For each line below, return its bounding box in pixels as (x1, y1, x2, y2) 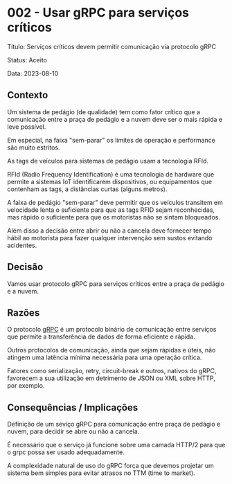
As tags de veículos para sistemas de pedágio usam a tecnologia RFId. (7, 156, 209, 165)
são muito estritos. (7, 143, 60, 152)
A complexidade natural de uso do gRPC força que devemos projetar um (7, 462, 215, 470)
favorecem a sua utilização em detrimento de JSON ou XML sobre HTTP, (7, 374, 216, 382)
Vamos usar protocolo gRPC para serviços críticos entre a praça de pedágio (7, 279, 225, 288)
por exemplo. (7, 382, 45, 390)
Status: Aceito (7, 55, 47, 64)
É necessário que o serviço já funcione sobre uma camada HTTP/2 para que (7, 441, 226, 449)
